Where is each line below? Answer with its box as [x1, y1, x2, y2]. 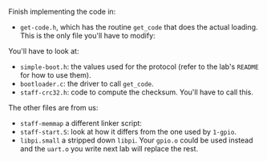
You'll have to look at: [8, 46, 79, 55]
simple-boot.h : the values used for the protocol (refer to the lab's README [19, 62, 259, 71]
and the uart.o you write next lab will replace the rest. [19, 144, 199, 153]
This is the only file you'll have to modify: [19, 31, 156, 40]
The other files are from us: [8, 103, 99, 112]
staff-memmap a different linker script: [19, 119, 143, 127]
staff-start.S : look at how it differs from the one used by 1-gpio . [19, 127, 237, 136]
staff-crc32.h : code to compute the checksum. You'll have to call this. [19, 87, 254, 97]
